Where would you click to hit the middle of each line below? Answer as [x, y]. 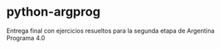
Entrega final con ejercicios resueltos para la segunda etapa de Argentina [110, 31]
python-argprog [53, 12]
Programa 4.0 [26, 37]
